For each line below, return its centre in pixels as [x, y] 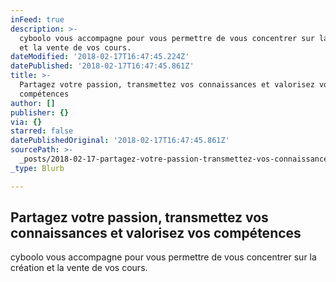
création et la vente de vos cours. [79, 268]
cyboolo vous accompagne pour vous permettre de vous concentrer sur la [163, 257]
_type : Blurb [37, 168]
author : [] [33, 103]
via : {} [26, 122]
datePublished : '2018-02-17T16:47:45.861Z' [102, 66]
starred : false [42, 131]
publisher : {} [40, 112]
